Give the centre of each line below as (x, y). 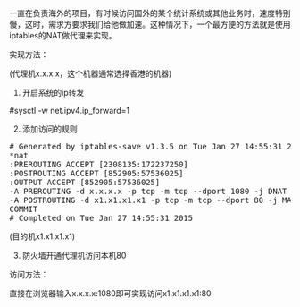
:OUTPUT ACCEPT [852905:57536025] (85, 182)
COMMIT (24, 209)
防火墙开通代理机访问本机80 (74, 255)
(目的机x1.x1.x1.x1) (42, 236)
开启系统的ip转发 (53, 93)
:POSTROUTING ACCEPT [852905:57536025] (96, 173)
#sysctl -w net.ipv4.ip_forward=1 (70, 111)
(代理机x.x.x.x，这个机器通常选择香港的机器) (91, 73)
